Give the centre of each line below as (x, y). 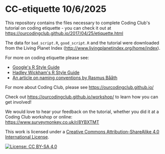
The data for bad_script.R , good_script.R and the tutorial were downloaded (82, 42)
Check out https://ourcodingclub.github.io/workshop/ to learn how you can (82, 97)
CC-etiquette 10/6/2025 (56, 9)
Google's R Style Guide (36, 67)
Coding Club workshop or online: (39, 116)
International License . (27, 137)
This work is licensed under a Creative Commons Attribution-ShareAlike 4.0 (82, 131)
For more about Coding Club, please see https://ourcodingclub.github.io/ (80, 87)
